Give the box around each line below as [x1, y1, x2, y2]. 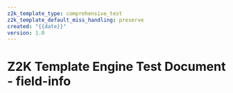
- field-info [7, 74, 71, 90]
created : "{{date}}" [7, 23, 67, 30]
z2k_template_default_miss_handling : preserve [7, 17, 144, 23]
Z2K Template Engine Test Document [7, 59, 226, 74]
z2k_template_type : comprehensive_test [7, 10, 123, 17]
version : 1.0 [7, 29, 45, 37]
